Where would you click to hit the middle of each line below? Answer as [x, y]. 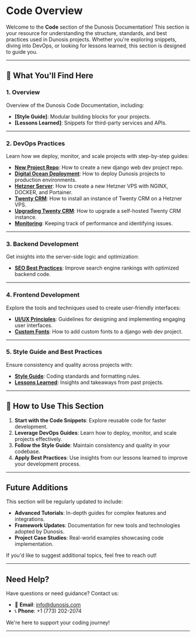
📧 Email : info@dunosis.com [48, 605]
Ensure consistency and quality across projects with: [69, 364]
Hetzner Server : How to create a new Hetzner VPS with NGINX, [91, 186]
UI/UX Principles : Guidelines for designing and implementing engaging [100, 319]
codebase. [27, 451]
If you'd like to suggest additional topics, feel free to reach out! [81, 555]
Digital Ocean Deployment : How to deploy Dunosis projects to [90, 173]
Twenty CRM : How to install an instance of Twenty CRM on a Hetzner [98, 198]
